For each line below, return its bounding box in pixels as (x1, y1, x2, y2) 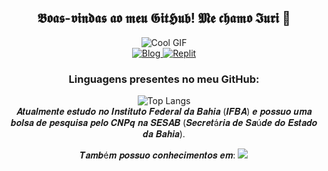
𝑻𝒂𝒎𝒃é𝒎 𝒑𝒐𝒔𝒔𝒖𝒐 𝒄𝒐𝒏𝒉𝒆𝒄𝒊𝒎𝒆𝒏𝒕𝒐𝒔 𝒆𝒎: (79, 149, 236, 161)
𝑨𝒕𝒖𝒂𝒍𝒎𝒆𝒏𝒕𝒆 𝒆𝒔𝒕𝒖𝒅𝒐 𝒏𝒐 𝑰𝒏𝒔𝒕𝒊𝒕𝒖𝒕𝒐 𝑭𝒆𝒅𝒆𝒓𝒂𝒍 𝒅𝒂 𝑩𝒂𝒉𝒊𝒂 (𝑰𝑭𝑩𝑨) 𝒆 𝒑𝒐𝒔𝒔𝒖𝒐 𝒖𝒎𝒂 (15, 106, 313, 118)
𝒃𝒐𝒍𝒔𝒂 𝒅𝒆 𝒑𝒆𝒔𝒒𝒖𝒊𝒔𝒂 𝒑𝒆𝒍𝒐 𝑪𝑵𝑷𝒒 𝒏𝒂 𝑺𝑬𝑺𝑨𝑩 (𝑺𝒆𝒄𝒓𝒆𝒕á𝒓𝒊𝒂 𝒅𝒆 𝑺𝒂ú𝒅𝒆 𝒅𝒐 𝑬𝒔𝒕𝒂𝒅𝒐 (10, 117, 318, 129)
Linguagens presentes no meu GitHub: (68, 72, 260, 86)
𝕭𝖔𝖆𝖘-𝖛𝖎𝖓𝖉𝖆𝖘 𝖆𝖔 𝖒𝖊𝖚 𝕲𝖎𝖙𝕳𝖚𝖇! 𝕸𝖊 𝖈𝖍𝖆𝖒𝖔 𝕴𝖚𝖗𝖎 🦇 (37, 10, 291, 27)
